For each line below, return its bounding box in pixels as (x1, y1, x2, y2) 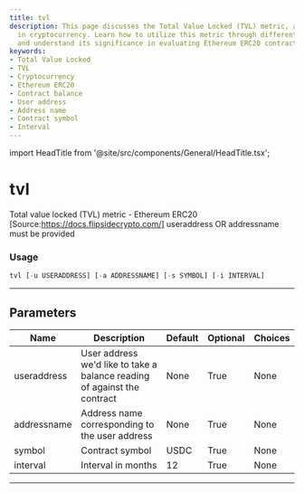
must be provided (9, 228, 75, 239)
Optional (207, 331, 246, 344)
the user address (81, 429, 153, 441)
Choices (253, 331, 290, 344)
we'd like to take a (81, 358, 157, 371)
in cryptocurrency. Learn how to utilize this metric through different (17, 30, 298, 39)
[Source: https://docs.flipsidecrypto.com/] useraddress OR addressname (9, 218, 280, 229)
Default (166, 331, 199, 344)
